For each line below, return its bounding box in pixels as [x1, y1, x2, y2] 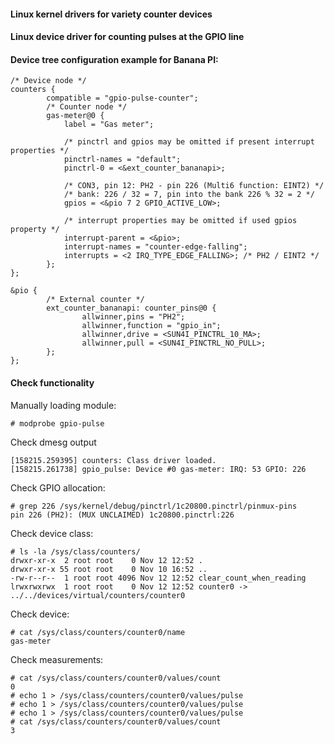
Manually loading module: [10, 399, 117, 411]
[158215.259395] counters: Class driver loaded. [10, 455, 217, 465]
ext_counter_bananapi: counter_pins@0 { [46, 303, 217, 314]
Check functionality [10, 376, 95, 389]
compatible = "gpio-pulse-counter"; [46, 93, 199, 104]
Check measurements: [10, 653, 104, 665]
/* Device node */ [10, 76, 87, 86]
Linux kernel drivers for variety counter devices [10, 8, 213, 20]
